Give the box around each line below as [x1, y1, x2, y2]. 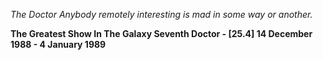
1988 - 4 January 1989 [10, 39, 107, 50]
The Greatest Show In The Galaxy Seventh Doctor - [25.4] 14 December [10, 28, 313, 39]
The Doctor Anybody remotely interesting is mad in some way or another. [10, 9, 313, 20]
